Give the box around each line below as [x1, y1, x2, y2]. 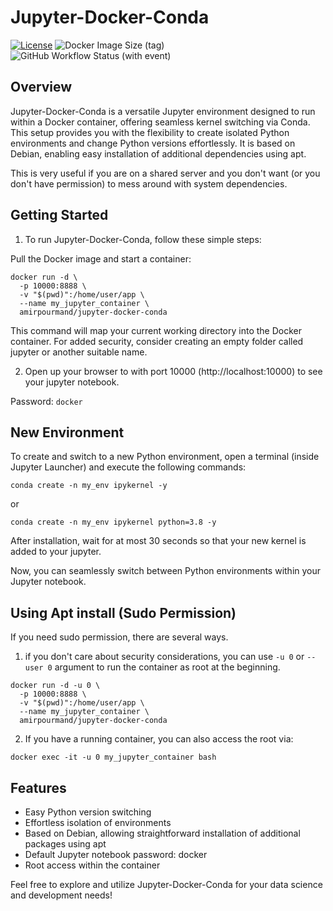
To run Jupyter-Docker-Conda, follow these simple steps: [24, 233, 262, 245]
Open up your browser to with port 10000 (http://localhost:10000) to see [24, 365, 323, 377]
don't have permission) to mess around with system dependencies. [10, 177, 288, 190]
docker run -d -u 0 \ [10, 681, 101, 691]
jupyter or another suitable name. [10, 346, 148, 358]
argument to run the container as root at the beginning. [54, 661, 281, 673]
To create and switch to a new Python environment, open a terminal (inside [10, 451, 320, 463]
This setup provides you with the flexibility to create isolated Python [10, 126, 290, 138]
